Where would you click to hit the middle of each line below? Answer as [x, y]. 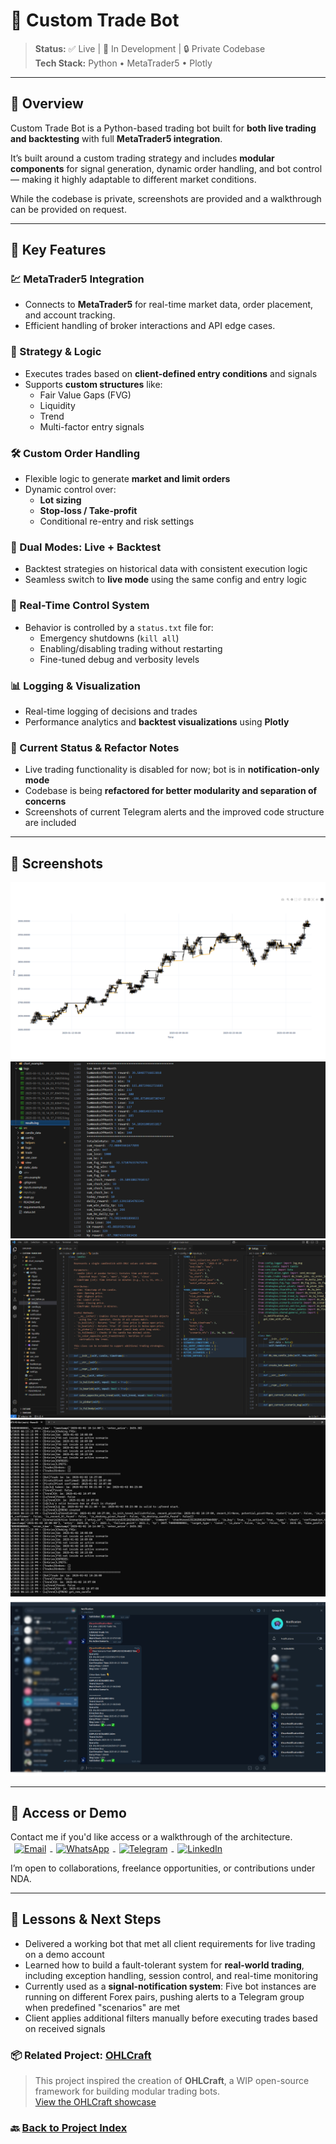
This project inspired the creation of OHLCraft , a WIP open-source [172, 2081]
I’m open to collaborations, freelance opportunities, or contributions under [163, 1868]
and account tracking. [70, 315]
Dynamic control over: [70, 490]
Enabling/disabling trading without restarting [131, 648]
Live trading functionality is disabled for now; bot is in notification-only [172, 770]
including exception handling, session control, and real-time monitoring [171, 1975]
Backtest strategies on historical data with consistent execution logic [166, 569]
